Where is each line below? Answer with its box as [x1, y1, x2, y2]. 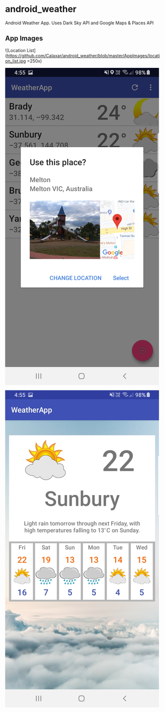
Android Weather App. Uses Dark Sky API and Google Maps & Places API [5, 20, 154, 26]
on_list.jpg [5, 58, 26, 64]
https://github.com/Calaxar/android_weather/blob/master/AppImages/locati [6, 53, 160, 58]
